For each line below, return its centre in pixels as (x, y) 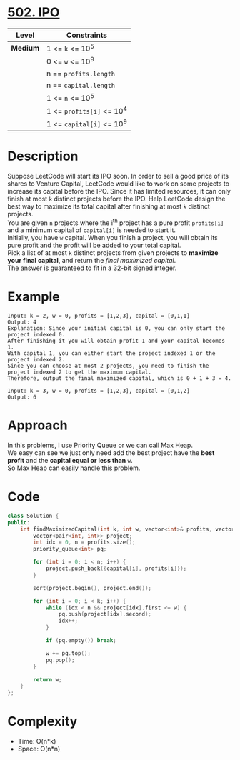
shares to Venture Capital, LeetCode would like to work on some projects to (119, 184)
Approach (37, 425)
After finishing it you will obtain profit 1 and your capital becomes (116, 341)
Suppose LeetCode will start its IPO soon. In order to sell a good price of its (118, 176)
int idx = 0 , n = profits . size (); (84, 542)
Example (34, 297)
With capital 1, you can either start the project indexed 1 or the (111, 354)
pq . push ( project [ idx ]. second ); (105, 614)
